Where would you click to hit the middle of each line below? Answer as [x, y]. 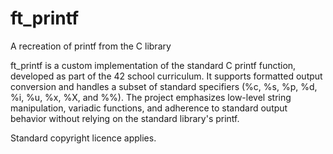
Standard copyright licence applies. [83, 138]
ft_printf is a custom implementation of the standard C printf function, [153, 65]
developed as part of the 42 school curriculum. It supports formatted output [166, 76]
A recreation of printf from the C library [91, 46]
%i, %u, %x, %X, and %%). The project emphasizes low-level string [151, 97]
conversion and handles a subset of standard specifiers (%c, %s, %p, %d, [164, 86]
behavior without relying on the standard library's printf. [125, 118]
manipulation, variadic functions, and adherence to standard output [149, 108]
